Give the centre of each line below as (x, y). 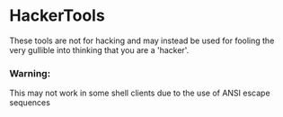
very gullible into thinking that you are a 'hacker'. (99, 49)
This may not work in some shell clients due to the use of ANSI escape (140, 93)
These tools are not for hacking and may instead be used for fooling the (142, 40)
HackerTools (57, 16)
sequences (30, 103)
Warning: (30, 73)
